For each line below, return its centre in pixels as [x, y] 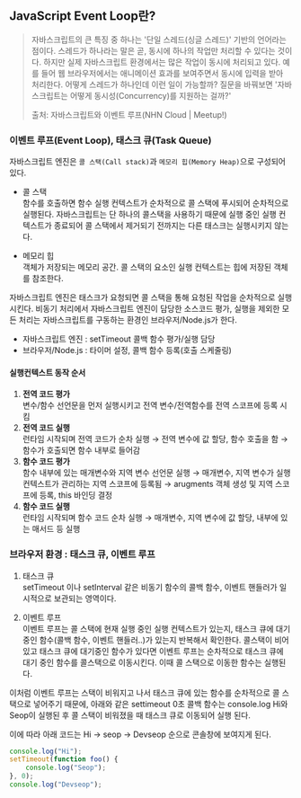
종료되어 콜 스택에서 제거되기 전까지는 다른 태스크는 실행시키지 [163, 226]
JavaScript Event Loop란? [83, 16]
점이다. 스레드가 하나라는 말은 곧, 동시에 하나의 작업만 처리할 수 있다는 [153, 50]
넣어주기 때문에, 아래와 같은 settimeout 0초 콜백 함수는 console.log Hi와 [160, 704]
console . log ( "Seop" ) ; [66, 768]
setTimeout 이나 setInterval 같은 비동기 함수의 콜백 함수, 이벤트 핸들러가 [150, 587]
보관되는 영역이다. [85, 598]
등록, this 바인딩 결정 [76, 495]
